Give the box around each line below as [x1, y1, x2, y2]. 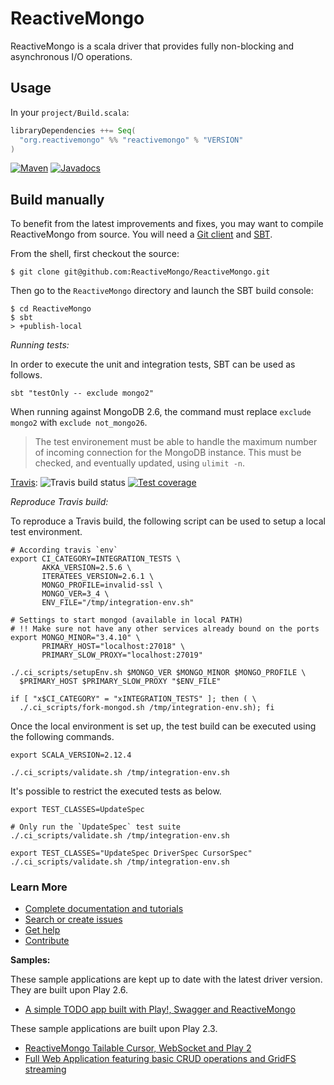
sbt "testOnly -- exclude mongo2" [10, 388, 155, 399]
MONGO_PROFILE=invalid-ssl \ [41, 580, 163, 591]
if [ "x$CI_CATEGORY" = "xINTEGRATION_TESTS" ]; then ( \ [10, 694, 257, 704]
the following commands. [10, 731, 115, 743]
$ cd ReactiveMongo [10, 304, 92, 314]
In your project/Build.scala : [10, 106, 130, 118]
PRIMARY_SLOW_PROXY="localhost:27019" [41, 650, 203, 661]
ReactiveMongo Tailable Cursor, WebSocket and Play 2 [24, 1042, 252, 1054]
